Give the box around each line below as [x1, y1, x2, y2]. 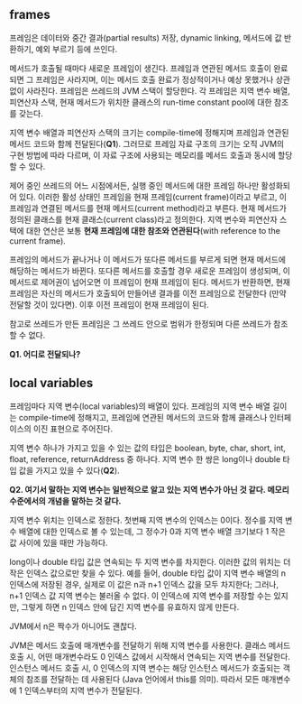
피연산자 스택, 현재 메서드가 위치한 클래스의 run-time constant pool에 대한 [9, 97, 272, 107]
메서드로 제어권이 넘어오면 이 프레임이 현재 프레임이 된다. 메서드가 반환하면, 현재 [9, 276, 291, 287]
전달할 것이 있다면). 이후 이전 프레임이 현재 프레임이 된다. [9, 299, 209, 310]
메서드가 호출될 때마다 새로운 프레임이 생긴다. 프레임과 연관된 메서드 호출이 [9, 62, 272, 73]
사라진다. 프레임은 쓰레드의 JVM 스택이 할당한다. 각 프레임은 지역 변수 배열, [25, 85, 290, 96]
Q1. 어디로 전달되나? [9, 348, 81, 359]
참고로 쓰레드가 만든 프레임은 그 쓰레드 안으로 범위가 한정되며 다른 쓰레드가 [9, 318, 272, 329]
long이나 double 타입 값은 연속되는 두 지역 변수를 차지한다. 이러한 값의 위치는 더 [9, 556, 291, 567]
